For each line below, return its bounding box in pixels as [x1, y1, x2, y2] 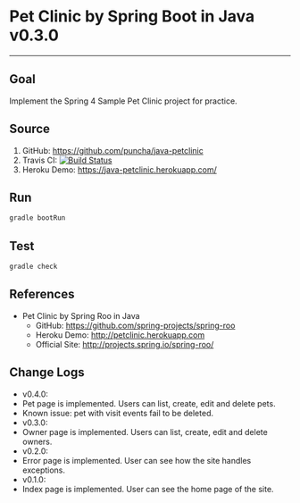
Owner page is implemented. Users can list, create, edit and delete [21, 426, 268, 437]
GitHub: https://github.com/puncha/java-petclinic [21, 145, 204, 155]
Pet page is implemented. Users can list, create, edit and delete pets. [21, 398, 276, 408]
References [9, 287, 75, 302]
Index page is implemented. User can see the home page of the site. [21, 483, 274, 494]
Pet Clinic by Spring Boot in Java [9, 6, 255, 27]
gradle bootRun [9, 214, 66, 222]
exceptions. [21, 465, 65, 475]
